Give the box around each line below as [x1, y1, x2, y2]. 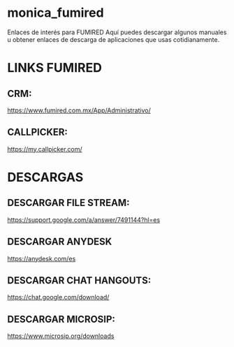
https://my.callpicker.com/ [7, 145, 82, 153]
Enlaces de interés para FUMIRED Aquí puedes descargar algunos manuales [7, 28, 227, 36]
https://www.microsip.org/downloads [7, 332, 115, 340]
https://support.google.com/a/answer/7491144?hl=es [7, 215, 161, 224]
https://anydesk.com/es [7, 254, 76, 263]
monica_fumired [7, 5, 104, 21]
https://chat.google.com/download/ [7, 293, 110, 302]
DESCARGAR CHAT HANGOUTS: [7, 274, 152, 286]
